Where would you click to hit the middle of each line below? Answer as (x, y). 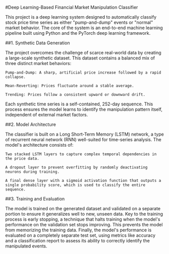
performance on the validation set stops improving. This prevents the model (84, 225)
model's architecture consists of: (39, 145)
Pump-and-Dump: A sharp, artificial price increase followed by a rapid (83, 73)
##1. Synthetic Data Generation (38, 43)
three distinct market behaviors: (38, 63)
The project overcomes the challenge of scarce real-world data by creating (83, 53)
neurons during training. (32, 172)
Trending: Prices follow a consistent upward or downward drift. (75, 95)
